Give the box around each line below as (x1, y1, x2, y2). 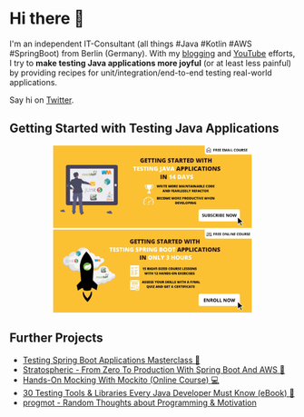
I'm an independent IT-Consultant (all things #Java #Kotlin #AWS (9, 38, 252, 49)
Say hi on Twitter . (9, 94, 74, 105)
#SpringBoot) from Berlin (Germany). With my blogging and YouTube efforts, (9, 47, 296, 58)
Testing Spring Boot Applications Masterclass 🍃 (22, 354, 201, 365)
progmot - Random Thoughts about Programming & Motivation (22, 397, 257, 408)
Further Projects (9, 331, 103, 346)
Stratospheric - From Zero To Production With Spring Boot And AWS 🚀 (22, 363, 286, 375)
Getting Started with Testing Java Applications (9, 121, 279, 136)
